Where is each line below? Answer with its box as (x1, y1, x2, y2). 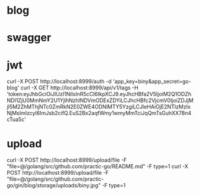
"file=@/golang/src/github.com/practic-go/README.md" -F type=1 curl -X (7, 163, 189, 170)
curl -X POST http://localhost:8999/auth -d (7, 78, 112, 85)
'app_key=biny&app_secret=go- (112, 78, 191, 85)
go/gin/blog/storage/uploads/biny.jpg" (7, 182, 101, 189)
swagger (7, 31, 52, 45)
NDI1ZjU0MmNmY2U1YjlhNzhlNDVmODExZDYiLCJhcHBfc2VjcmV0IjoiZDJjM (7, 97, 194, 104)
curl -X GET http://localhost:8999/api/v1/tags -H (20, 84, 138, 91)
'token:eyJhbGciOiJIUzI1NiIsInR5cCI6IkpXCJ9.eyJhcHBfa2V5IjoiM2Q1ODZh (7, 91, 192, 98)
